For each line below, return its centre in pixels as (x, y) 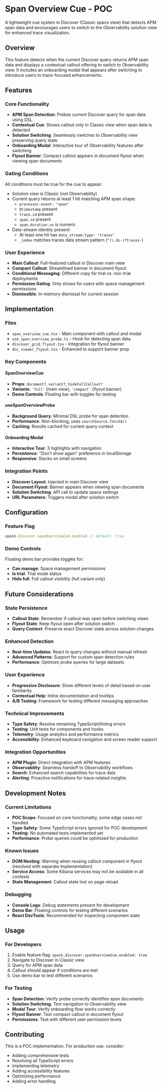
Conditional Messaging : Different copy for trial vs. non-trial (71, 273)
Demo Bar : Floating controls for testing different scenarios (70, 910)
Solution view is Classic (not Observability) (54, 193)
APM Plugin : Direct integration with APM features (61, 763)
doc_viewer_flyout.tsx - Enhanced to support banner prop (70, 349)
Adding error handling (34, 1081)
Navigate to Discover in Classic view (48, 960)
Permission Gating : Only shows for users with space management (78, 284)
